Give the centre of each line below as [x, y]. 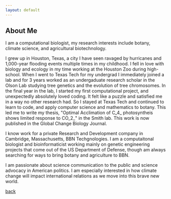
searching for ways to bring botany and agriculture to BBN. [67, 155]
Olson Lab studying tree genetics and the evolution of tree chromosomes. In [85, 85]
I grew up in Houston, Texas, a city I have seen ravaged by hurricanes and [83, 58]
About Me [21, 31]
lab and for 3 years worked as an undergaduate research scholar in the [80, 80]
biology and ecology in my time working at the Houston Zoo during [76, 69]
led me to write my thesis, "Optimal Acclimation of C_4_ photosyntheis [79, 113]
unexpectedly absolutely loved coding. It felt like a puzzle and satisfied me [84, 96]
